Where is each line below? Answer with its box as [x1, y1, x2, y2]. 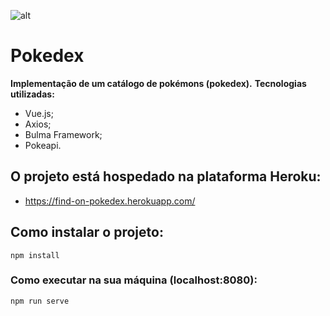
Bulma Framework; [24, 128, 103, 140]
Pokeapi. [24, 139, 62, 151]
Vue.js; [24, 107, 54, 119]
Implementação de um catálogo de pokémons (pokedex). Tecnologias [10, 77, 307, 89]
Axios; [24, 118, 52, 130]
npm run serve [10, 296, 70, 306]
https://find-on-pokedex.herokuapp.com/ [24, 195, 196, 207]
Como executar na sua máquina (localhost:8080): [10, 273, 258, 287]
